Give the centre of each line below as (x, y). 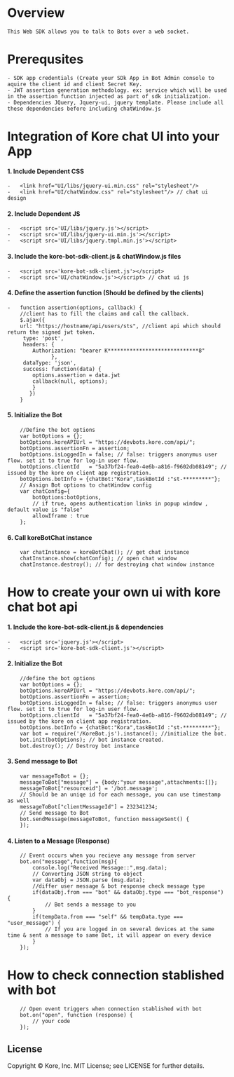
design (17, 198)
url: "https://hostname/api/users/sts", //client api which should (120, 326)
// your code (51, 1022)
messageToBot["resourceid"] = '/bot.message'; (89, 789)
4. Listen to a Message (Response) (58, 841)
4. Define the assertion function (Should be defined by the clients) (106, 293)
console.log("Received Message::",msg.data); (100, 868)
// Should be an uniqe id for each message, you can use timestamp (120, 795)
